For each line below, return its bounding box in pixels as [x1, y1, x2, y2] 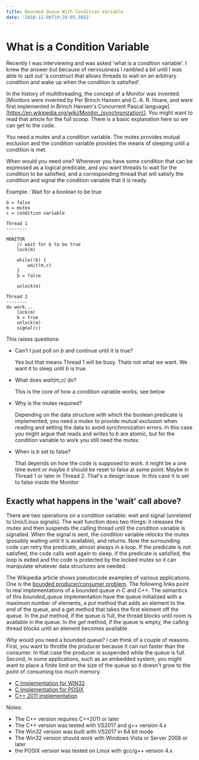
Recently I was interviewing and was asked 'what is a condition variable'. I [6, 60, 187, 67]
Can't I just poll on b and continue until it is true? [14, 347, 133, 354]
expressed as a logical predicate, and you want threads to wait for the [6, 164, 177, 171]
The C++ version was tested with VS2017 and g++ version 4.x [14, 722, 167, 729]
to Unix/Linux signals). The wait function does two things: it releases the [6, 518, 183, 526]
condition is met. [6, 146, 47, 153]
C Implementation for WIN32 [14, 679, 85, 687]
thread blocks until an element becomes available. [6, 625, 129, 632]
